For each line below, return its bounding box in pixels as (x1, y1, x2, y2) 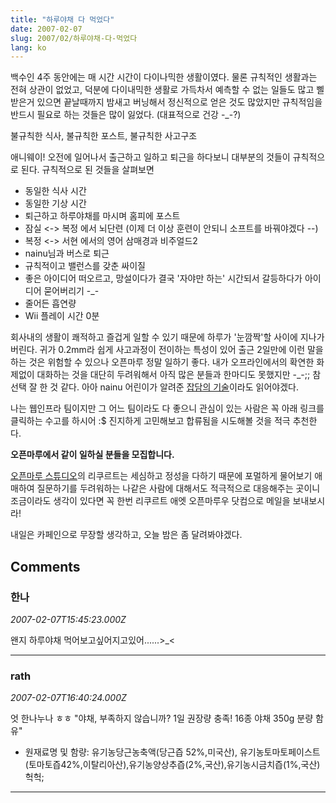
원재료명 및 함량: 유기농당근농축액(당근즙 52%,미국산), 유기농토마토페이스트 (24, 746, 321, 758)
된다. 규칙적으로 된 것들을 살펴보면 (20, 164, 155, 176)
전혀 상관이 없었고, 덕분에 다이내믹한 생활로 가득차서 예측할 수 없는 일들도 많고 (10, 84, 315, 96)
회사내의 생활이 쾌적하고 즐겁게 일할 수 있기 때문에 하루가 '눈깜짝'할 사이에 (10, 331, 298, 343)
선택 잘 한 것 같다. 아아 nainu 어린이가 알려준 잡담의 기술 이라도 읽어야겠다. (10, 381, 299, 393)
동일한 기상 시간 (24, 197, 87, 210)
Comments (10, 558, 81, 575)
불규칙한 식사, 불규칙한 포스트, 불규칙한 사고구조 (10, 130, 198, 142)
